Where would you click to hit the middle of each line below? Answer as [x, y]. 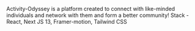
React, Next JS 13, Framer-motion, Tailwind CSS [67, 22]
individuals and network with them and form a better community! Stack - [98, 15]
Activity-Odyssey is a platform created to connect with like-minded [91, 9]
